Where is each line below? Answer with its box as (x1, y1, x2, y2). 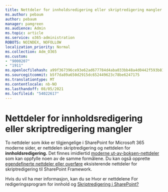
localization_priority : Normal (5, 44, 70, 49)
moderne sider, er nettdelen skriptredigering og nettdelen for (5, 145, 131, 151)
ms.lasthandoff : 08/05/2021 (5, 86, 64, 91)
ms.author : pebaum (5, 12, 43, 17)
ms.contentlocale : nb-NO (5, 81, 57, 86)
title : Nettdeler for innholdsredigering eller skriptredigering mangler (5, 7, 162, 12)
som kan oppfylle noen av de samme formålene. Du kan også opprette (5, 155, 150, 161)
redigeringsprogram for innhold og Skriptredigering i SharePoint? (5, 181, 139, 187)
